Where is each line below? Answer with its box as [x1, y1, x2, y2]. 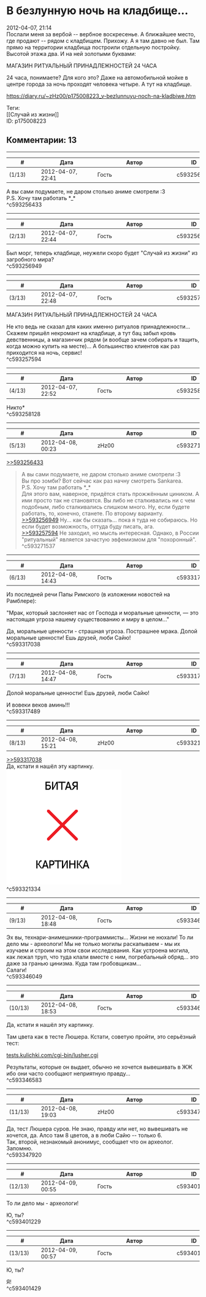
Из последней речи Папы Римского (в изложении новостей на [6, 590, 170, 598]
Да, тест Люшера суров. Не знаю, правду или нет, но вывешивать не [6, 1125, 188, 1132]
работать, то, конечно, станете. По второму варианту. [21, 510, 164, 517]
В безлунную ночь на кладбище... [6, 4, 189, 18]
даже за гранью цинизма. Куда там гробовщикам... [6, 960, 142, 967]
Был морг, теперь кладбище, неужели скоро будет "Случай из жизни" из [6, 249, 198, 257]
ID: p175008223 [6, 117, 47, 125]
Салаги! [6, 966, 27, 974]
